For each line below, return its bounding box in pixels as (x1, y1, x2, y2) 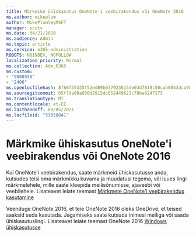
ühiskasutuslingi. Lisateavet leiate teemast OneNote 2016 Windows (6, 218, 167, 225)
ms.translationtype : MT (6, 95, 64, 101)
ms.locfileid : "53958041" (6, 112, 69, 118)
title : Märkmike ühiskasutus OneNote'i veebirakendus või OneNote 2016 (6, 8, 184, 15)
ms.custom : (6, 69, 33, 74)
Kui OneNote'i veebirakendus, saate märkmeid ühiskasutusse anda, (6, 169, 168, 176)
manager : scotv (6, 25, 43, 31)
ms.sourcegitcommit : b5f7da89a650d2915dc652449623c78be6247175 (6, 90, 163, 96)
